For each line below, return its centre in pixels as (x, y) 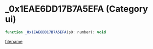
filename (14, 41)
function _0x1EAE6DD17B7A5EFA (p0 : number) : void (55, 32)
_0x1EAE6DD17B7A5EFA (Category (76, 9)
